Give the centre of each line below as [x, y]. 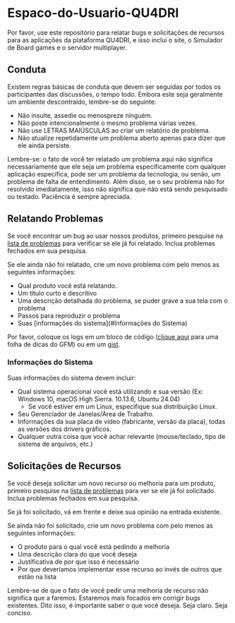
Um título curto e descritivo [57, 293]
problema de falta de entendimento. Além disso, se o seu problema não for [116, 181]
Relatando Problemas [55, 219]
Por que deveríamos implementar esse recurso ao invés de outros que [120, 569]
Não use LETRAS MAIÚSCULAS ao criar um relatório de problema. [114, 130]
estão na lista [37, 576]
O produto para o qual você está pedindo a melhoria [93, 546]
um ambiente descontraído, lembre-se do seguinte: [82, 102]
